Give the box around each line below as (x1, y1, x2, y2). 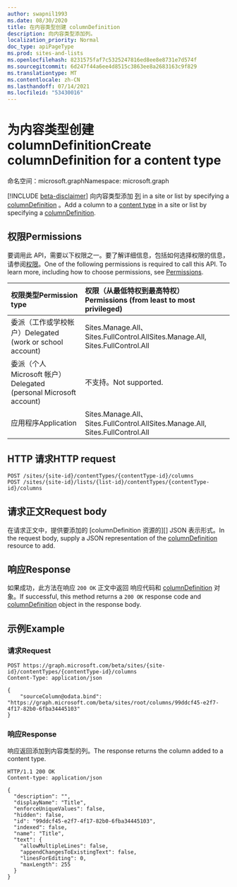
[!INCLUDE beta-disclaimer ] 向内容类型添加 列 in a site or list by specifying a (7, 192, 229, 200)
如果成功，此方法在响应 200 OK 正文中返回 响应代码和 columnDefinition (7, 584, 213, 592)
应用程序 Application (11, 418, 77, 428)
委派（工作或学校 (11, 317, 68, 327)
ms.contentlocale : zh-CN (7, 76, 80, 83)
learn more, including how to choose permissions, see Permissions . (7, 267, 204, 276)
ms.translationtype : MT (7, 69, 78, 76)
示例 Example (7, 622, 65, 634)
